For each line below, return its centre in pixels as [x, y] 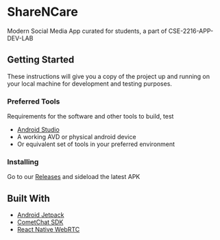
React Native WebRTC [48, 230]
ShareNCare [43, 12]
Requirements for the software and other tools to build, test [90, 117]
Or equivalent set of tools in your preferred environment [96, 144]
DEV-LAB [20, 38]
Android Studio [38, 130]
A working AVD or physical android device [76, 137]
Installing [23, 162]
